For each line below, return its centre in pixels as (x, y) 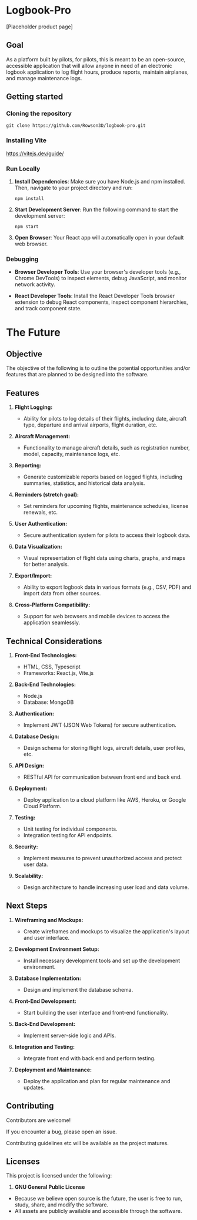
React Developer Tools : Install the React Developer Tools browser (95, 296)
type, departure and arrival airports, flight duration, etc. (90, 425)
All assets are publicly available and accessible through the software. (98, 1211)
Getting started (35, 97)
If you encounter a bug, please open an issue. (62, 1132)
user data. (36, 864)
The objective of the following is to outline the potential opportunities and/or (98, 368)
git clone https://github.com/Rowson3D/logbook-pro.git (76, 126)
